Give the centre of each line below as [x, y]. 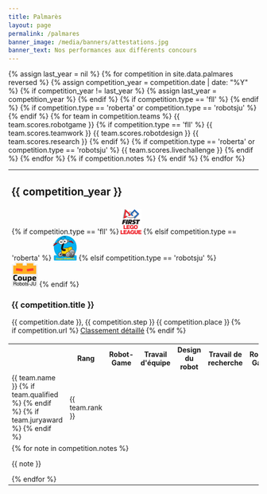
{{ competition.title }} [53, 305]
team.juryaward [37, 420]
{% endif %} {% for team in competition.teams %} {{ [94, 116]
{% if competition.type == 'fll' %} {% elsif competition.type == [124, 231]
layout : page [30, 25]
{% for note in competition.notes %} [70, 448]
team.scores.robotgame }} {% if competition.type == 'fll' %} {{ [110, 125]
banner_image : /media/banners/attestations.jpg [89, 42]
